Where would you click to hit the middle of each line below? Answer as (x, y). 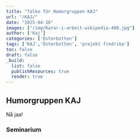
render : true (27, 77)
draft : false (22, 55)
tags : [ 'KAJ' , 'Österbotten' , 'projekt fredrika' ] (68, 44)
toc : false (19, 50)
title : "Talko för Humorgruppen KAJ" (52, 11)
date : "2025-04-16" (30, 22)
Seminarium (24, 129)
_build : (16, 60)
